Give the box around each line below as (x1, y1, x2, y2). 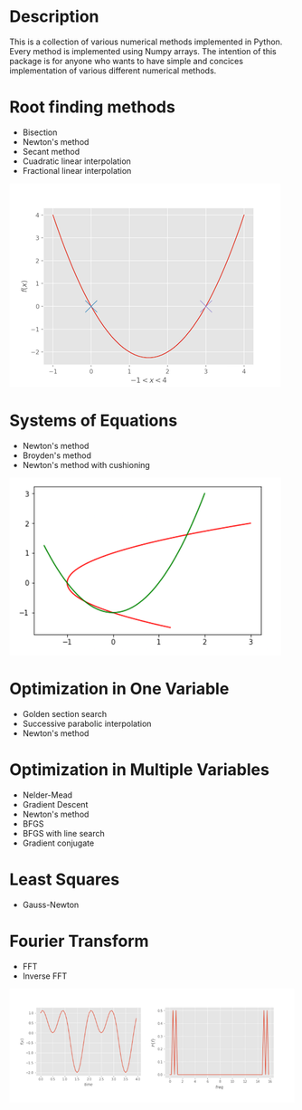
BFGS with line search (22, 828, 106, 838)
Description (9, 6, 99, 27)
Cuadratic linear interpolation (22, 156, 131, 167)
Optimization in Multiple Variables (9, 759, 269, 780)
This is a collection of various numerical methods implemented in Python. (9, 36, 283, 47)
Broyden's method (22, 450, 92, 461)
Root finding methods (9, 97, 176, 118)
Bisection (22, 127, 58, 138)
